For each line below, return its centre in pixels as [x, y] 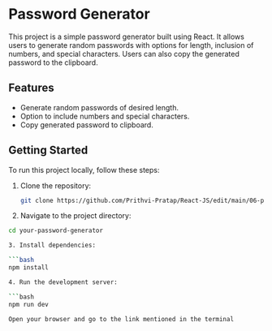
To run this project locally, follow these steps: [84, 170]
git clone [37, 200]
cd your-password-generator [56, 231]
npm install [28, 268]
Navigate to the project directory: [76, 216]
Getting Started [48, 150]
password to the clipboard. [54, 62]
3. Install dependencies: [52, 245]
